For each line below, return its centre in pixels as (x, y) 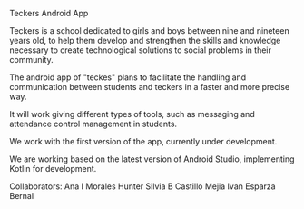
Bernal (22, 196)
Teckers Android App (49, 13)
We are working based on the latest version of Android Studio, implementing (152, 159)
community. (31, 60)
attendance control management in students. (93, 124)
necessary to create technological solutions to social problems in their (141, 50)
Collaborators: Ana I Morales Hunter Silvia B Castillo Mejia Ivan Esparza (142, 186)
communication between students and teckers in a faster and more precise (150, 87)
